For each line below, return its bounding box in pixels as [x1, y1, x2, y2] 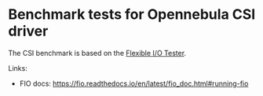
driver [8, 22, 49, 40]
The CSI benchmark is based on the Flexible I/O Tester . [8, 48, 187, 57]
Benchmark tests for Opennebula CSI [8, 6, 256, 24]
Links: [8, 63, 27, 72]
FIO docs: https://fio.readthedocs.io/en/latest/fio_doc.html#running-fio [19, 79, 249, 88]
